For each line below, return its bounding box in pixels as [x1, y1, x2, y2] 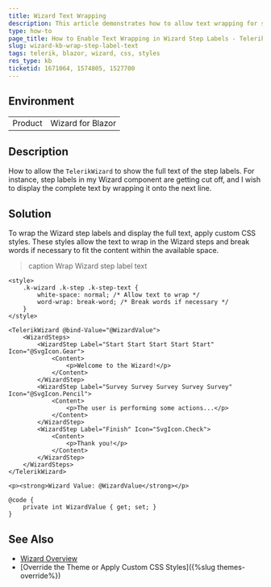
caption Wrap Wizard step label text [27, 261, 148, 271]
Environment [8, 95, 75, 108]
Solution [8, 207, 52, 221]
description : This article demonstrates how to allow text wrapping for [8, 19, 258, 27]
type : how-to [8, 27, 52, 35]
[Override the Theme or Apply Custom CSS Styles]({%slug [19, 563, 216, 572]
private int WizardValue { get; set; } [23, 503, 157, 512]
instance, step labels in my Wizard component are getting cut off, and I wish [8, 175, 261, 184]
